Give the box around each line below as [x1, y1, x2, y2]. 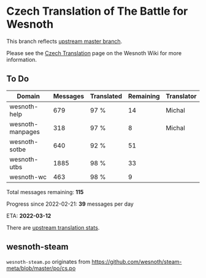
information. [6, 56, 37, 63]
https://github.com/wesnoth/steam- [91, 258, 182, 265]
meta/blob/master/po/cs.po [6, 265, 76, 272]
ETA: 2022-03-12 [6, 212, 51, 219]
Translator [166, 92, 197, 100]
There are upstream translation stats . [6, 224, 100, 231]
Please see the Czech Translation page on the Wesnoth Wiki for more [6, 49, 182, 56]
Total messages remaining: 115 [6, 188, 84, 195]
